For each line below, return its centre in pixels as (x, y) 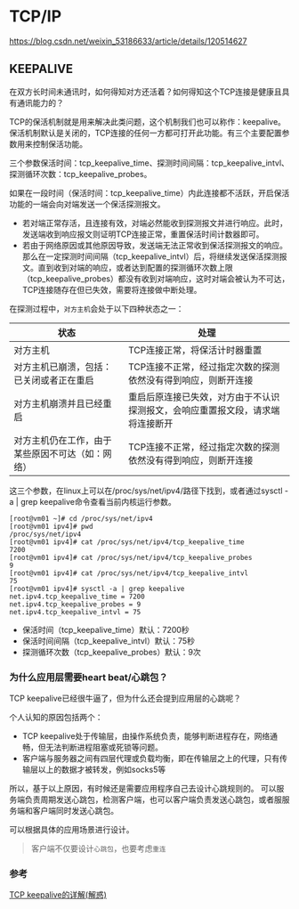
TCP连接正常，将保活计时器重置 (195, 350)
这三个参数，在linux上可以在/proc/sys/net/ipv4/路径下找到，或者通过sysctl (146, 491)
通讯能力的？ (40, 102)
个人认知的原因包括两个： (56, 718)
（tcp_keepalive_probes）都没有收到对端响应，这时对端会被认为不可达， (156, 279)
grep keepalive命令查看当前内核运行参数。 (98, 501)
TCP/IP (36, 16)
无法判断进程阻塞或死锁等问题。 (104, 747)
